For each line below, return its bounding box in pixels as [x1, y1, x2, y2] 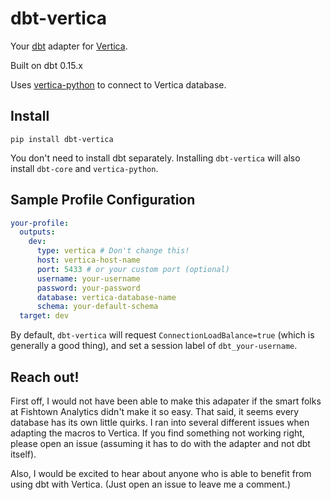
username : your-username [36, 273, 141, 284]
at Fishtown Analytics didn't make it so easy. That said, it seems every [10, 406, 300, 417]
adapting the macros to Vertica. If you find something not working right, [10, 427, 305, 439]
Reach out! [10, 368, 80, 386]
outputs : [19, 227, 56, 237]
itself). [10, 448, 37, 460]
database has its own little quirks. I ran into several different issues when [10, 417, 310, 428]
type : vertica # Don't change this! [36, 246, 190, 256]
